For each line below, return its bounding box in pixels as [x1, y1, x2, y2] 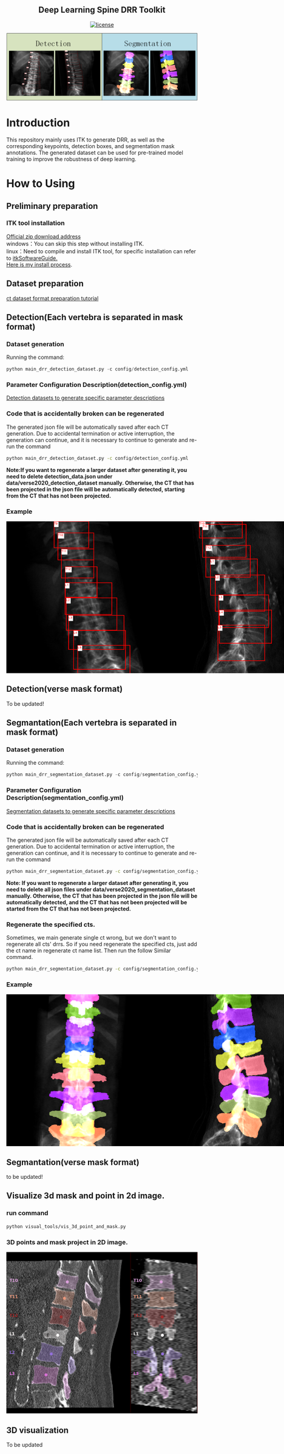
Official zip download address [6, 233, 81, 240]
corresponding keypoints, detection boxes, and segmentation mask [6, 142, 175, 149]
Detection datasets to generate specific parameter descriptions [6, 394, 165, 401]
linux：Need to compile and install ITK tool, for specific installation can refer [6, 247, 196, 254]
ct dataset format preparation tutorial [6, 295, 99, 302]
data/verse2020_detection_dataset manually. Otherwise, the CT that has [6, 479, 194, 486]
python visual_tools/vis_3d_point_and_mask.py [6, 1223, 126, 1229]
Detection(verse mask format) [6, 684, 123, 694]
